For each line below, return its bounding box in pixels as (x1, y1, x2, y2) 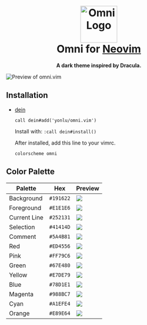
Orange (9, 309, 30, 317)
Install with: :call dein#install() (14, 127, 97, 134)
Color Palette (6, 167, 55, 177)
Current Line (9, 213, 44, 221)
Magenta (9, 290, 34, 298)
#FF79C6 (49, 252, 71, 259)
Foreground (9, 203, 42, 212)
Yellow (9, 271, 28, 279)
